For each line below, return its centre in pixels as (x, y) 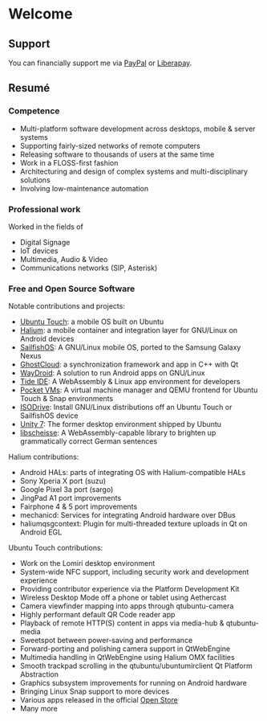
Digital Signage (45, 242)
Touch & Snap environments (67, 399)
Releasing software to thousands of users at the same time (117, 154)
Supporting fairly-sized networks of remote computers (110, 145)
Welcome (40, 14)
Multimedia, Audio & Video (64, 259)
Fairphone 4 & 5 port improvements (79, 506)
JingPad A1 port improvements (71, 498)
